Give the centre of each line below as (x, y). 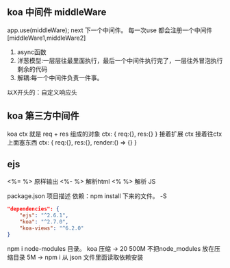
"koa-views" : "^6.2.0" (52, 228)
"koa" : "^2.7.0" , (44, 222)
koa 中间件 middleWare (57, 12)
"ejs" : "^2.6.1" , (44, 216)
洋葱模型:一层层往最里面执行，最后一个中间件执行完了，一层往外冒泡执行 (120, 60)
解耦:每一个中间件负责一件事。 (60, 77)
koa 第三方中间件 (43, 116)
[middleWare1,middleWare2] (47, 38)
